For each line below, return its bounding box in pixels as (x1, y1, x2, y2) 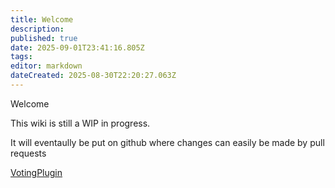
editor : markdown (10, 61, 83, 71)
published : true (10, 33, 78, 43)
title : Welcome (10, 14, 74, 25)
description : (10, 24, 65, 34)
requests (10, 147, 47, 159)
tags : (10, 52, 33, 62)
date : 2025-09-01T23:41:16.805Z (10, 42, 145, 53)
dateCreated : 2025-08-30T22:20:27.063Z (10, 71, 177, 81)
